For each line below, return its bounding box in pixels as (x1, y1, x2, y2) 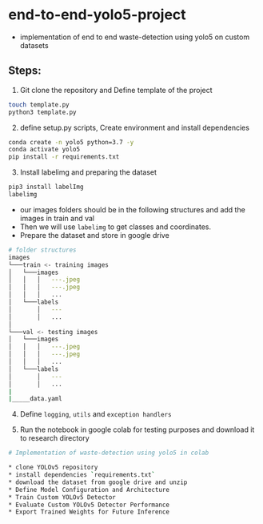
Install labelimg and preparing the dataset (19, 167, 157, 177)
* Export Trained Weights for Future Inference (8, 508, 170, 516)
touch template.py (8, 100, 70, 109)
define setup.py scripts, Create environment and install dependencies (19, 123, 250, 132)
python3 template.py (8, 108, 78, 116)
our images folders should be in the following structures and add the (19, 204, 245, 214)
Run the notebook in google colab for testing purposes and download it (19, 425, 255, 434)
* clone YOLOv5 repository (8, 463, 98, 472)
